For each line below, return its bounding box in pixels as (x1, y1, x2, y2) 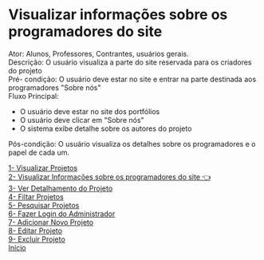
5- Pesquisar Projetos (8, 200, 80, 210)
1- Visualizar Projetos (8, 163, 78, 172)
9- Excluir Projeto (8, 234, 65, 244)
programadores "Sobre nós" (8, 82, 101, 93)
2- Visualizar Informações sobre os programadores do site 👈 (8, 171, 211, 181)
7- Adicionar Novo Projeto (8, 217, 94, 227)
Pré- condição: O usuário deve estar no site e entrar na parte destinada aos (8, 74, 257, 84)
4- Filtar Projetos (8, 191, 64, 201)
